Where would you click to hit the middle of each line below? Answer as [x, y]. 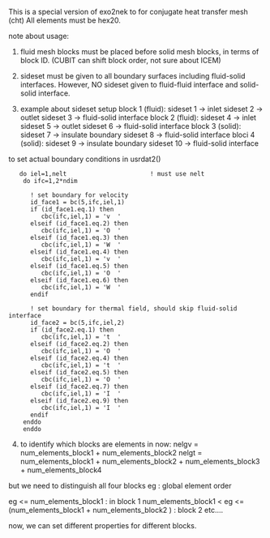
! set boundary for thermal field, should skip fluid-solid [133, 309]
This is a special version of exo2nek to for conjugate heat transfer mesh [129, 12]
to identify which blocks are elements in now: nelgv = [109, 444]
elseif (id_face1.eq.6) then [79, 280]
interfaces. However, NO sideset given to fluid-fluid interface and [129, 85]
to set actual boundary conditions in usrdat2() [85, 159]
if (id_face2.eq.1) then [72, 330]
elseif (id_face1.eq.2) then [79, 224]
